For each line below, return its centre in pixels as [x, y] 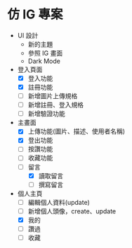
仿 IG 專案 [35, 14]
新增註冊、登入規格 [56, 105]
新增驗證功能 [46, 114]
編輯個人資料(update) [59, 202]
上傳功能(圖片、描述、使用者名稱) [76, 131]
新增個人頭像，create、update [72, 211]
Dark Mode [44, 61]
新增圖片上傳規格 [53, 96]
